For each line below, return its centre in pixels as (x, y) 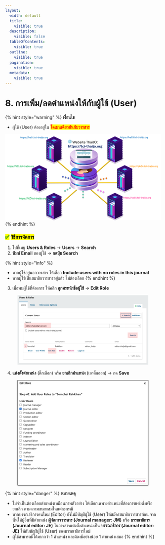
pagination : (22, 63)
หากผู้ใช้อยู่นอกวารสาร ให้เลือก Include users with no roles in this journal (81, 273)
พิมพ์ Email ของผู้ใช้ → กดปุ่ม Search (45, 253)
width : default (25, 16)
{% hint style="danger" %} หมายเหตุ (40, 493)
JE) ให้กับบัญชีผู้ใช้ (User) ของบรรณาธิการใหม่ (51, 531)
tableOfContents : (27, 42)
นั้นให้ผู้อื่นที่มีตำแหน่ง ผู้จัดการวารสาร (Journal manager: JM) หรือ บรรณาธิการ (81, 520)
